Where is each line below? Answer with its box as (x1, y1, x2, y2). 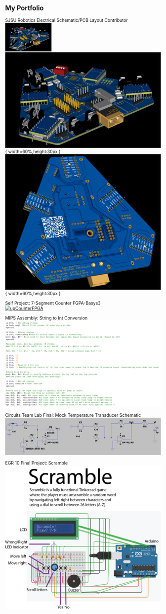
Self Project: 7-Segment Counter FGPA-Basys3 (5, 300, 101, 306)
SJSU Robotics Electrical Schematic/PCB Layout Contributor (5, 17, 128, 23)
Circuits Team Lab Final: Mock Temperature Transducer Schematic (5, 412, 141, 418)
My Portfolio (5, 4, 44, 12)
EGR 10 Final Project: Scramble (5, 460, 68, 466)
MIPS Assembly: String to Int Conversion (5, 315, 88, 321)
